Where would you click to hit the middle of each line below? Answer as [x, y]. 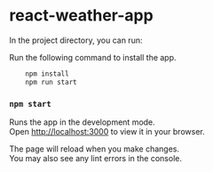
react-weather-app [81, 16]
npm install [47, 74]
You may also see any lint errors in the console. [95, 158]
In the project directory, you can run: [76, 40]
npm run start [51, 82]
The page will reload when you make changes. [95, 149]
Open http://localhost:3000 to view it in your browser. [107, 131]
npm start [30, 104]
